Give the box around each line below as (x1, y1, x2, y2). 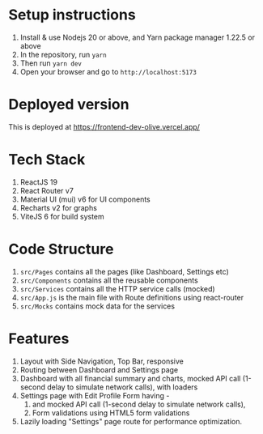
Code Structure (8, 240, 114, 258)
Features (8, 330, 70, 347)
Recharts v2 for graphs (19, 202, 97, 212)
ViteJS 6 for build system (19, 211, 105, 221)
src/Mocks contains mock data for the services (19, 301, 176, 311)
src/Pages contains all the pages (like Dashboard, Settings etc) (19, 266, 229, 276)
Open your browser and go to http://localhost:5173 (19, 66, 197, 76)
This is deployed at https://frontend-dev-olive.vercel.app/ (8, 121, 201, 131)
